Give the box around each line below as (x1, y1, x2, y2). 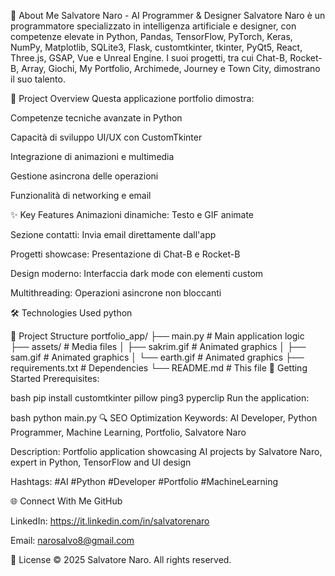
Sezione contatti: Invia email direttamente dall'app (10, 229, 217, 240)
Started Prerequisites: (10, 373, 100, 384)
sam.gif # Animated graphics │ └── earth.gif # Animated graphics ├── (10, 351, 305, 363)
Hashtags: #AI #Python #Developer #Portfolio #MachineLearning (10, 476, 278, 487)
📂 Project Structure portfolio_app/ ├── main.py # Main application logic (10, 330, 305, 342)
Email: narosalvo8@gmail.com (10, 535, 135, 546)
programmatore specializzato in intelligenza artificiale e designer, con (10, 20, 297, 32)
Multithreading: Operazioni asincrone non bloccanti (10, 287, 222, 299)
